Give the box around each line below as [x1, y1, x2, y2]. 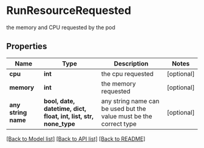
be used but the [101, 104, 146, 113]
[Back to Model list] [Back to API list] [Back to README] [6, 135, 146, 143]
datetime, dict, [43, 104, 87, 113]
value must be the [101, 112, 153, 120]
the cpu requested [101, 69, 154, 78]
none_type [43, 119, 76, 128]
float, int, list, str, [43, 112, 94, 120]
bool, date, [43, 96, 75, 105]
